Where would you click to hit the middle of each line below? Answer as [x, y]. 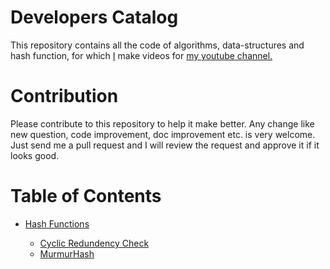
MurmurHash [67, 253]
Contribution [64, 96]
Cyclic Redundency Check [94, 243]
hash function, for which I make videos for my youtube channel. [141, 55]
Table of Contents [86, 196]
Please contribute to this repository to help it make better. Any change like [162, 123]
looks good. [35, 155]
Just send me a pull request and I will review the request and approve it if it [165, 145]
